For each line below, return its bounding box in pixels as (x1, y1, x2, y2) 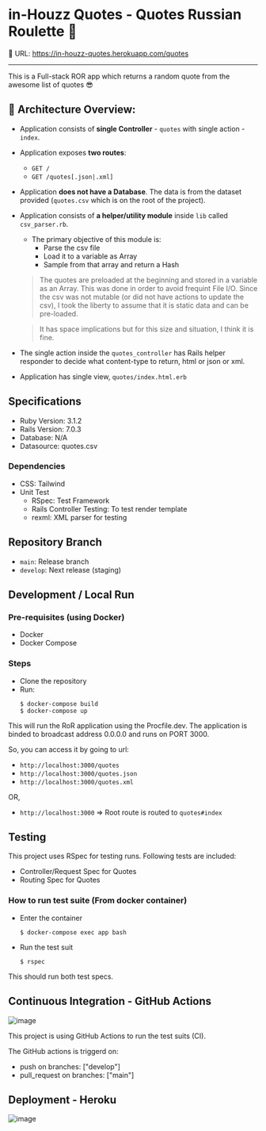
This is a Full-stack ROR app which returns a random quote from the (8, 71, 230, 81)
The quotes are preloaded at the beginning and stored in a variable (39, 275, 258, 285)
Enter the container (19, 913, 83, 922)
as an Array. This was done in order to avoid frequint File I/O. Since (39, 283, 258, 293)
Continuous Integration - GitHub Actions (8, 995, 212, 1008)
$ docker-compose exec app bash (19, 928, 127, 937)
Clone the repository (19, 676, 87, 685)
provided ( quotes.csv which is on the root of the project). (19, 195, 206, 205)
